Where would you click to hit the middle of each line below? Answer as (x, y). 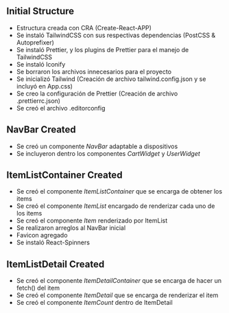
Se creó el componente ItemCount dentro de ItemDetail (94, 303)
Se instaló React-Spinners (53, 242)
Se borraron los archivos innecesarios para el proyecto (94, 71)
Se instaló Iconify (41, 64)
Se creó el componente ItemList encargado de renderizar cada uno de (116, 206)
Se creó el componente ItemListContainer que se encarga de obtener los (119, 192)
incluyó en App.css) (45, 86)
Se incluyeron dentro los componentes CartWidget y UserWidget (108, 153)
